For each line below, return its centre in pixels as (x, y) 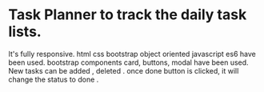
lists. (25, 32)
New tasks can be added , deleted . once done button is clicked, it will (124, 70)
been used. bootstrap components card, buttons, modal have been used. (129, 62)
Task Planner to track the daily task (128, 15)
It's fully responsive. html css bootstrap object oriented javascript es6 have (132, 54)
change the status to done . (54, 79)
